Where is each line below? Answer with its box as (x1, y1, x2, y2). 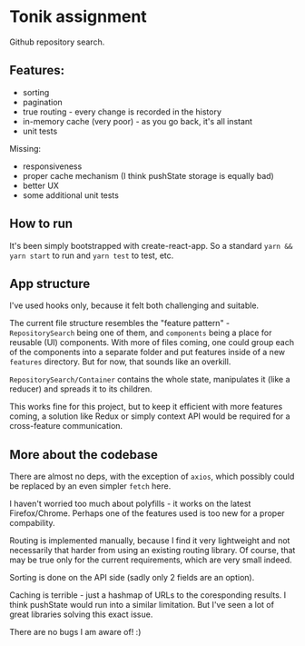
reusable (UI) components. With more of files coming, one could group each (9, 337, 295, 348)
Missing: (9, 143, 42, 154)
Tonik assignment (9, 6, 147, 27)
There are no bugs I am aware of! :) (9, 627, 142, 638)
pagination (22, 96, 64, 107)
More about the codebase (9, 447, 159, 462)
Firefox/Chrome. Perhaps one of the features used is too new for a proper (9, 508, 285, 519)
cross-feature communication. (9, 421, 123, 432)
